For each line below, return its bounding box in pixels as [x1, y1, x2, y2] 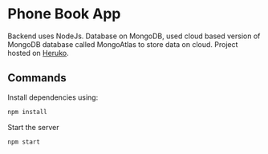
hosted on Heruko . [7, 48, 69, 57]
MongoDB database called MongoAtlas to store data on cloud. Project [7, 39, 238, 49]
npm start [7, 137, 41, 146]
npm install [7, 108, 47, 116]
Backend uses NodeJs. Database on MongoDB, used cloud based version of [7, 31, 261, 41]
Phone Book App [7, 5, 121, 23]
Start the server [7, 122, 59, 132]
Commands [7, 71, 67, 85]
